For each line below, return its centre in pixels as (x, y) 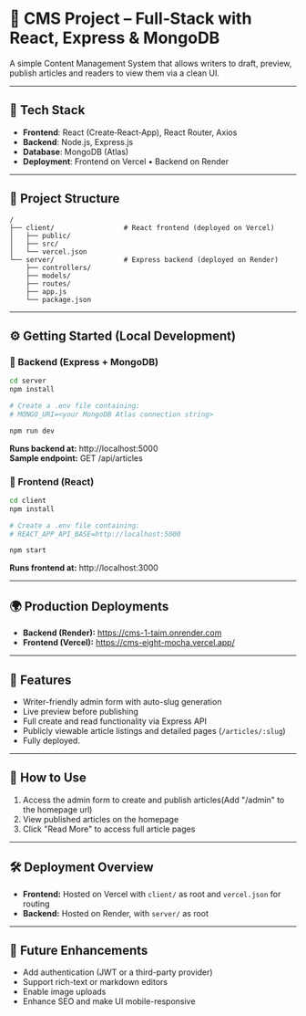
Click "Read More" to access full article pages (109, 829)
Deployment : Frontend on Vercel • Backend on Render (126, 161)
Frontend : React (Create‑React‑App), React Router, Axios (130, 132)
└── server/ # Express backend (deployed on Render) (144, 259)
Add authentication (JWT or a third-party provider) (117, 972)
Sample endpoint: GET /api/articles (76, 458)
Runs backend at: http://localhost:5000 (84, 448)
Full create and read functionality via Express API (115, 721)
